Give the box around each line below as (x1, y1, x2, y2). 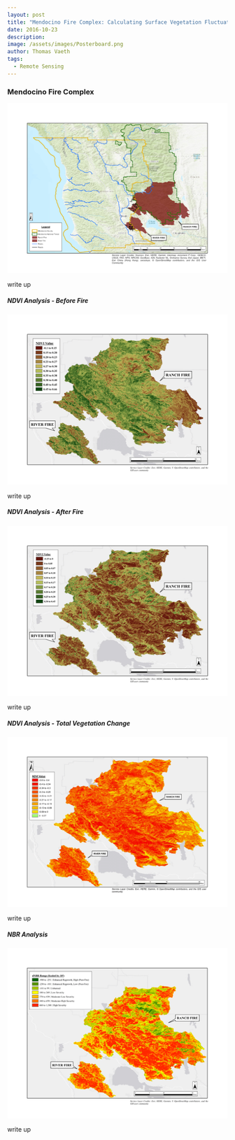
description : (7, 34, 45, 41)
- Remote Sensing (13, 63, 64, 70)
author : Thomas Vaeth (7, 48, 71, 55)
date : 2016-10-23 (7, 26, 58, 33)
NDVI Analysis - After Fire (7, 508, 84, 516)
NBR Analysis (7, 930, 48, 939)
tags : (7, 56, 23, 63)
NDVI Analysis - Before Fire (7, 296, 89, 304)
